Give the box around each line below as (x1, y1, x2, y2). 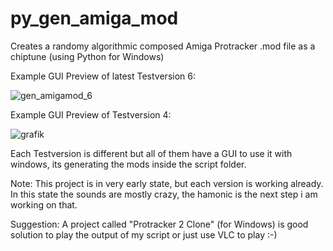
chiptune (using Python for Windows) (10, 50, 165, 62)
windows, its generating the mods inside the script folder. (10, 158, 247, 170)
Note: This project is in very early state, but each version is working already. (10, 177, 324, 189)
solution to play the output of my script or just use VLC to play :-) (10, 228, 278, 241)
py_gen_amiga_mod (10, 7, 179, 30)
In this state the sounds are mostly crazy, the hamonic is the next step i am (10, 188, 318, 200)
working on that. (10, 198, 78, 211)
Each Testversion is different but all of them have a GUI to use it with (10, 147, 293, 159)
